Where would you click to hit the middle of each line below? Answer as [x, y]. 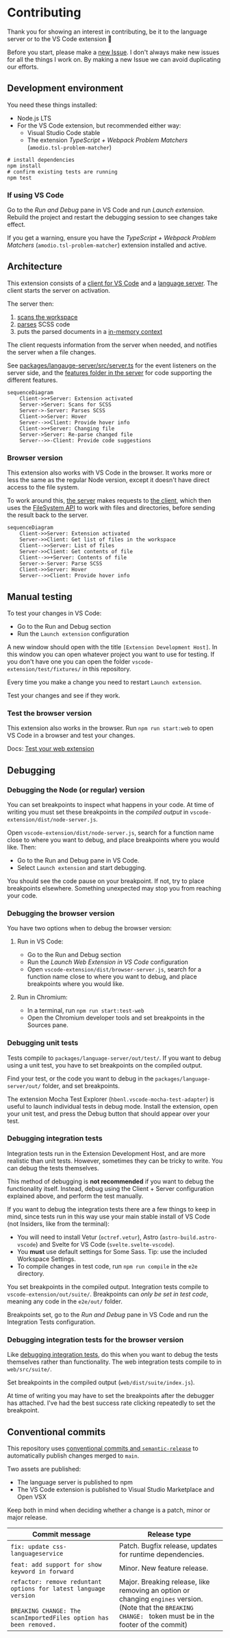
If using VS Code [36, 195]
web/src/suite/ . [30, 1369]
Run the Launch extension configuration [73, 634]
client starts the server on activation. [59, 290]
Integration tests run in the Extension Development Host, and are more [106, 1153]
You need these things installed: [52, 105]
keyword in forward [42, 1571]
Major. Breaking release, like [164, 1582]
